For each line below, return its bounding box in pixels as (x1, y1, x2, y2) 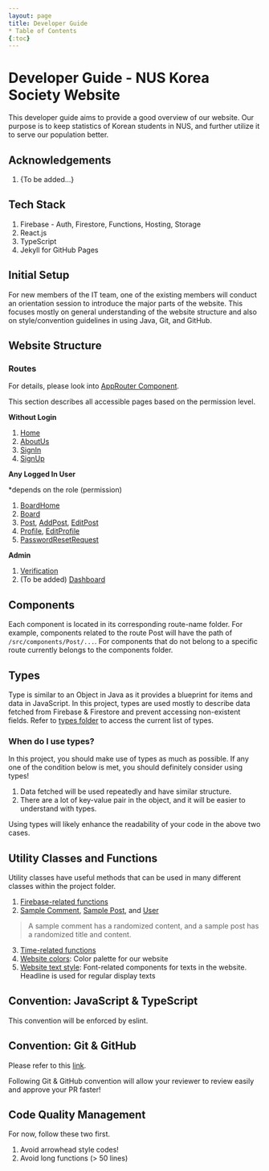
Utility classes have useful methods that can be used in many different (8, 873, 241, 882)
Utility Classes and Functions (8, 851, 158, 865)
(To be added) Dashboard (19, 575, 106, 584)
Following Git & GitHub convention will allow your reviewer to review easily (8, 1076, 255, 1086)
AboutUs (19, 437, 50, 446)
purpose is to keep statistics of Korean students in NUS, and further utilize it (8, 122, 260, 131)
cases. (8, 828, 31, 838)
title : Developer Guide (8, 19, 88, 27)
